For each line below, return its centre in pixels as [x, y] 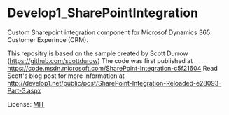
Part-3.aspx [24, 90]
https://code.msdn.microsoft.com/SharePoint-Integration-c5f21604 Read [113, 68]
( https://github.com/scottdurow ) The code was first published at [100, 60]
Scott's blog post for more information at [66, 76]
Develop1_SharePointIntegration [103, 13]
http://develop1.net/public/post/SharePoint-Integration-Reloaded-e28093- [114, 83]
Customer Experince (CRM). [48, 39]
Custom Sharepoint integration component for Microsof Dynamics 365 [109, 32]
